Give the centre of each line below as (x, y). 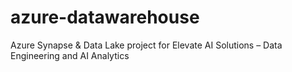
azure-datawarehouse (105, 17)
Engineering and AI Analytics (70, 55)
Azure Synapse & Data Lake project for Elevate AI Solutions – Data (146, 45)
